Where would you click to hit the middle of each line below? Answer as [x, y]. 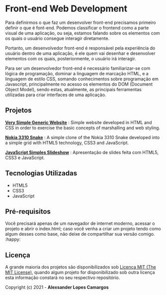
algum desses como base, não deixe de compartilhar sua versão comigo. [80, 234]
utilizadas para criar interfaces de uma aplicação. [56, 95]
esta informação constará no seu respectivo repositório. [63, 278]
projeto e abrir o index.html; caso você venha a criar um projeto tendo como [83, 229]
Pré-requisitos [28, 212]
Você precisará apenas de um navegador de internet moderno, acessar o [80, 223]
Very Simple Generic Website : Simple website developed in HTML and [79, 122]
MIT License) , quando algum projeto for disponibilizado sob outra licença [80, 273]
